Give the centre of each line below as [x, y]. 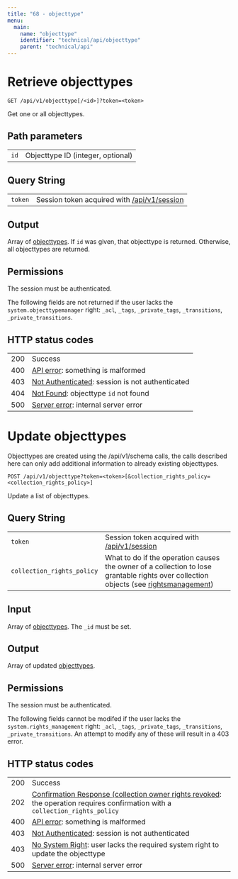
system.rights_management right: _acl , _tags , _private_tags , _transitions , [115, 727]
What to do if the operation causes [163, 557]
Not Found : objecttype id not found [90, 393]
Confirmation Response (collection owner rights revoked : [126, 794]
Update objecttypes [67, 436]
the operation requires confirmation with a [102, 803]
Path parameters [45, 136]
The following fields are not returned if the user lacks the [90, 303]
